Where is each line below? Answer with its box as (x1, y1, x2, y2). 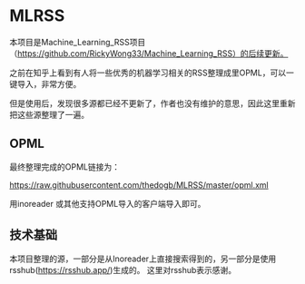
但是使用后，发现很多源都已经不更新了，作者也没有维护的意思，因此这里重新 (9, 97, 296, 109)
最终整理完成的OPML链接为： (9, 161, 121, 172)
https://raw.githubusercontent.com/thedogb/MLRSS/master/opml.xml (9, 179, 270, 191)
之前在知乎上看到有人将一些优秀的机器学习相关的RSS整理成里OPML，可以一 (9, 67, 295, 78)
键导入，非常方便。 (9, 78, 82, 89)
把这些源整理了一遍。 (9, 109, 89, 120)
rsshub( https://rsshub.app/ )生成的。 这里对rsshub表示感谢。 (9, 264, 237, 275)
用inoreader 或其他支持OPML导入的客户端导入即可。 (9, 198, 206, 209)
